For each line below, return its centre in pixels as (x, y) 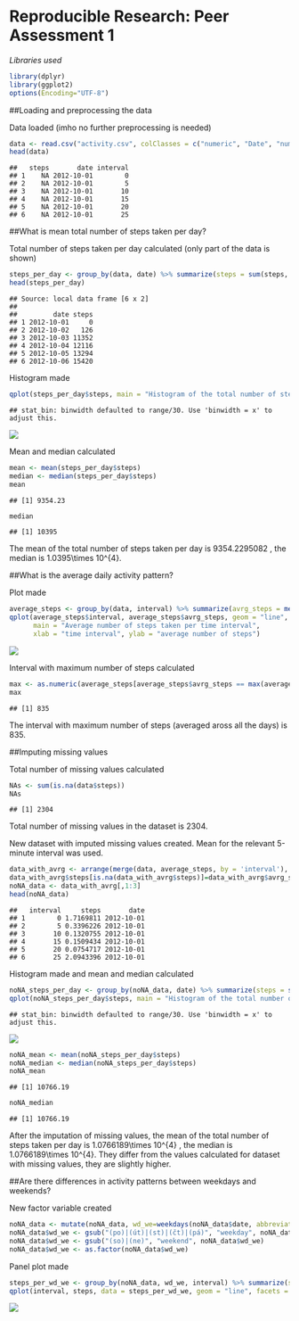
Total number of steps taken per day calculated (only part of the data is (140, 249)
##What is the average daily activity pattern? (91, 575)
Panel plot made (39, 1266)
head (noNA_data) (39, 895)
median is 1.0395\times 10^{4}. (65, 558)
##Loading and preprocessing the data (81, 110)
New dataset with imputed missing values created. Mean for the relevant (142, 844)
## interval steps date (77, 910)
